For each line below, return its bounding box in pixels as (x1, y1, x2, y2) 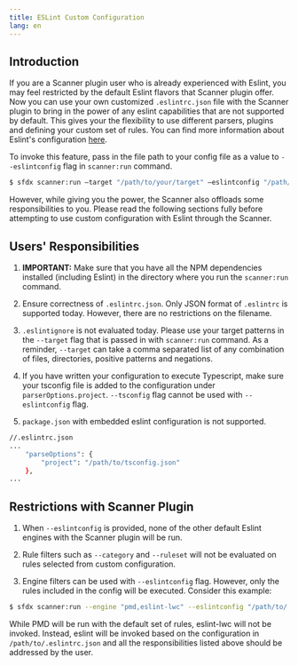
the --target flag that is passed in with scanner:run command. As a (21, 335, 269, 345)
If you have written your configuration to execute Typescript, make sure (21, 370, 284, 381)
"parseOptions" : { (25, 449, 93, 458)
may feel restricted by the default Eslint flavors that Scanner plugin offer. (9, 87, 275, 98)
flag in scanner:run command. (63, 161, 173, 171)
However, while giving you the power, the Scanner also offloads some (9, 194, 264, 205)
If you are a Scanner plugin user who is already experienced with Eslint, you (9, 77, 286, 89)
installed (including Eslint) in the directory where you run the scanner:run (21, 272, 289, 282)
